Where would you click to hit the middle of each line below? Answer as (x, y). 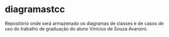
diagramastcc (35, 9)
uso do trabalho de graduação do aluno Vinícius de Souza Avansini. (76, 28)
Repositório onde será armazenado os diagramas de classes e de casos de (84, 23)
